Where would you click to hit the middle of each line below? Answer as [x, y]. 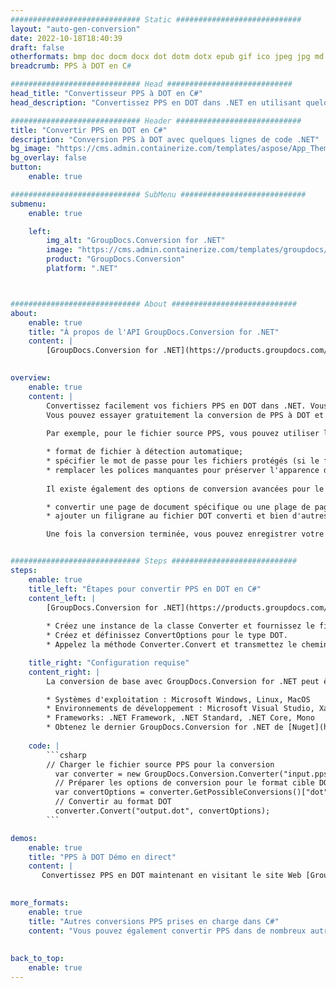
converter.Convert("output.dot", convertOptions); [162, 811]
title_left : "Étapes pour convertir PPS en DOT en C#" [145, 589]
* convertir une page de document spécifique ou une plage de [178, 507]
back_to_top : [37, 959]
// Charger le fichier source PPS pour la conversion [160, 764]
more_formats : [40, 903]
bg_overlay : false [48, 158]
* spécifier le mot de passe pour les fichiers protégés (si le [183, 461]
